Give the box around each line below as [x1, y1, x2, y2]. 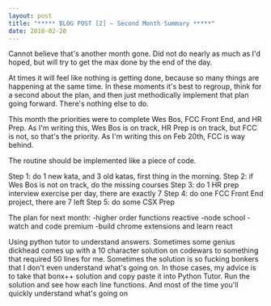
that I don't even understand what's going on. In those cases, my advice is [8, 263, 256, 273]
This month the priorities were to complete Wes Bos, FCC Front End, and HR [8, 115, 262, 124]
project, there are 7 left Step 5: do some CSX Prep [8, 197, 176, 207]
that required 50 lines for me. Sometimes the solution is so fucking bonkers [8, 254, 259, 264]
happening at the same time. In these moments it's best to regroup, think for [8, 82, 262, 91]
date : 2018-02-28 [8, 27, 67, 35]
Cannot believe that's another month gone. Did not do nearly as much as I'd [8, 49, 261, 59]
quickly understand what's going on [8, 288, 128, 299]
